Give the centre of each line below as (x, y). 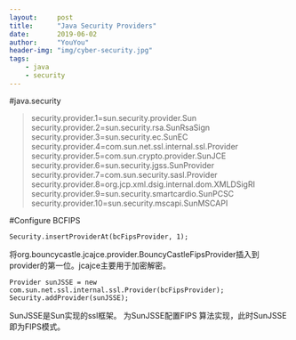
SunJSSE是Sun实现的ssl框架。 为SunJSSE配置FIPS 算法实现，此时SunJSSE (148, 315)
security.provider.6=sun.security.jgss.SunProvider (123, 165)
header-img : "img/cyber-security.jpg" (81, 51)
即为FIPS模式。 (37, 327)
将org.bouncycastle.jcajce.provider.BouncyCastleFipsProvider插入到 (134, 254)
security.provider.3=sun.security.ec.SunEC (109, 137)
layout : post (41, 17)
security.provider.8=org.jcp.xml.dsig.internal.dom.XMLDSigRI (143, 184)
